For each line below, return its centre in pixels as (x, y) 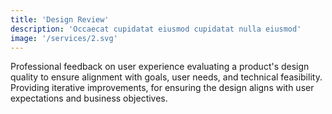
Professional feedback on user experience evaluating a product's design (160, 67)
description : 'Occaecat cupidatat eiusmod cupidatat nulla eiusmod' (156, 29)
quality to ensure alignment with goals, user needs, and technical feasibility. (166, 77)
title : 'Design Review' (60, 19)
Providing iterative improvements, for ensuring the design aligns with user (162, 88)
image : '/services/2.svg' (64, 38)
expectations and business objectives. (89, 98)
